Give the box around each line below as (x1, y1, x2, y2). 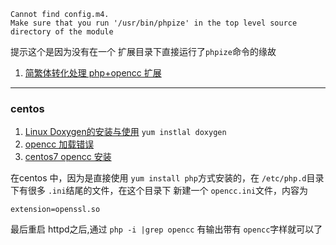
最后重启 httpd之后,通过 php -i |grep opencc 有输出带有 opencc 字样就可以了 (10, 223, 323, 235)
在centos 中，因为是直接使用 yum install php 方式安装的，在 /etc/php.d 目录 (10, 172, 325, 184)
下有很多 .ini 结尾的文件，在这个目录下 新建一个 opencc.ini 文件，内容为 (10, 185, 309, 197)
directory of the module (10, 27, 114, 37)
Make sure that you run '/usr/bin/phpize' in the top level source (10, 18, 298, 28)
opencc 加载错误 (24, 138, 95, 150)
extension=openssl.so (10, 205, 101, 215)
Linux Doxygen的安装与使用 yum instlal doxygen (24, 126, 227, 138)
